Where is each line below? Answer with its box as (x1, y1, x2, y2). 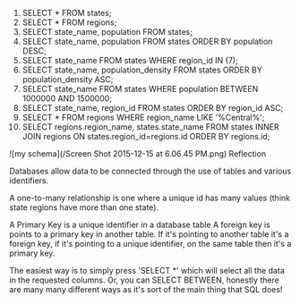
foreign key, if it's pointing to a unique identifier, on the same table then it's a (9, 239, 292, 249)
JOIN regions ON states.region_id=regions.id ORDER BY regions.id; (21, 131, 270, 141)
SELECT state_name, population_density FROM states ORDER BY (21, 64, 262, 75)
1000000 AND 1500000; (21, 93, 113, 104)
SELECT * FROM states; (21, 8, 112, 18)
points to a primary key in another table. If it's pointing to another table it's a (9, 229, 289, 240)
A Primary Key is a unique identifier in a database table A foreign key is (9, 219, 270, 230)
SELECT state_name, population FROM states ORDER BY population (21, 36, 273, 46)
